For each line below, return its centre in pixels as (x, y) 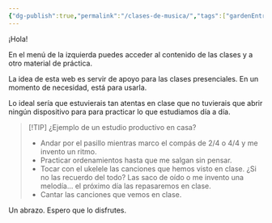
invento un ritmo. (68, 151)
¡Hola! (18, 39)
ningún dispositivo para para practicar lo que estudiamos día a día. (119, 111)
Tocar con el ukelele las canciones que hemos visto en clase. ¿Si (148, 168)
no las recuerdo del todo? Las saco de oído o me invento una (142, 177)
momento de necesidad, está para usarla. (78, 87)
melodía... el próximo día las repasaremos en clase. (126, 186)
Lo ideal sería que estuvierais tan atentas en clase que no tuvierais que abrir (136, 103)
